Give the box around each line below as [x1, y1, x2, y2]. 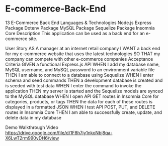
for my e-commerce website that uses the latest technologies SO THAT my [5, 51, 160, 57]
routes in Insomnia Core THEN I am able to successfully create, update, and [5, 109, 162, 115]
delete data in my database [5, 114, 62, 120]
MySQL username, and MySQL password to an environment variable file [5, 66, 155, 73]
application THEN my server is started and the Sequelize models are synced [5, 88, 163, 94]
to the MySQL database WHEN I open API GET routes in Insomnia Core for [5, 93, 159, 99]
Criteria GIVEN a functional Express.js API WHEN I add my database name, [5, 61, 160, 67]
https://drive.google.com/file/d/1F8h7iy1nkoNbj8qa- [5, 129, 113, 135]
